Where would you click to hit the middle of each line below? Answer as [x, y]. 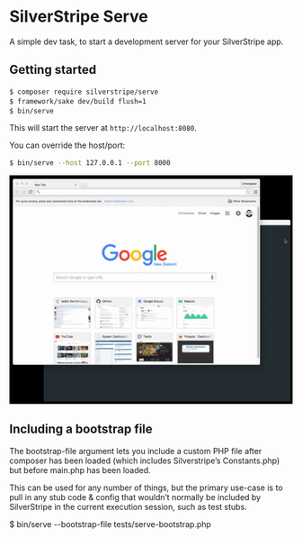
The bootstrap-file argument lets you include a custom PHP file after [136, 451]
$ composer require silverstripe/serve [84, 92]
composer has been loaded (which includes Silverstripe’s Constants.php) [145, 460]
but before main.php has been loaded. [80, 470]
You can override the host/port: [67, 145]
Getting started [53, 70]
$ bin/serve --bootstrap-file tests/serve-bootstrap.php [110, 524]
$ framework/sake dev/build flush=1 [78, 101]
